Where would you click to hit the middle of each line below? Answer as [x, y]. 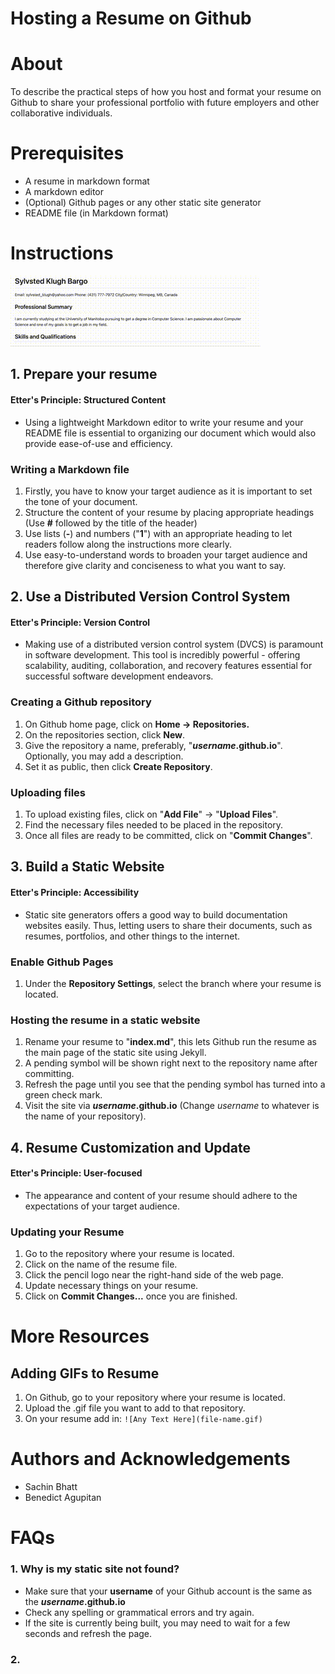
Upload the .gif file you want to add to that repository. [135, 1408]
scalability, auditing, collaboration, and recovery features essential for [168, 666]
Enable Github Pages [62, 962]
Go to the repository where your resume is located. [129, 1254]
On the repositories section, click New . [105, 734]
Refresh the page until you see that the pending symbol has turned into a [175, 1084]
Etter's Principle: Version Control [80, 622]
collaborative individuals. [61, 113]
